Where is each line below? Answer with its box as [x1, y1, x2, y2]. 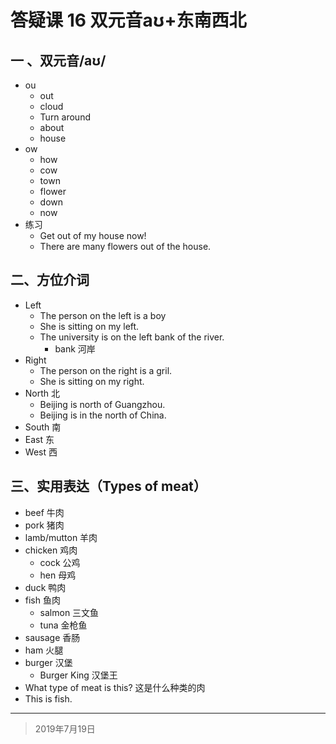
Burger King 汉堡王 [39, 669, 118, 681]
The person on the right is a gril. [39, 364, 173, 376]
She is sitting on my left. [39, 320, 140, 332]
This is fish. [24, 692, 73, 705]
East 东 [24, 433, 55, 445]
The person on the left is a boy [39, 309, 167, 321]
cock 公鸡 [39, 556, 81, 568]
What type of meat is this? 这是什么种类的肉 [24, 681, 206, 693]
